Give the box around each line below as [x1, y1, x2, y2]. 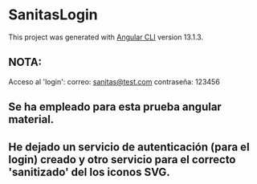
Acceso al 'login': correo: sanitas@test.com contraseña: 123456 [8, 76, 221, 86]
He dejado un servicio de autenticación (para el [8, 140, 251, 153]
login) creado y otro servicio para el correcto [8, 153, 236, 166]
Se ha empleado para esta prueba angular [8, 100, 222, 114]
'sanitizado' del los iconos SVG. [8, 165, 170, 178]
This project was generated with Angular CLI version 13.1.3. [8, 32, 203, 42]
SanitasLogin [8, 6, 98, 24]
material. [8, 112, 55, 126]
